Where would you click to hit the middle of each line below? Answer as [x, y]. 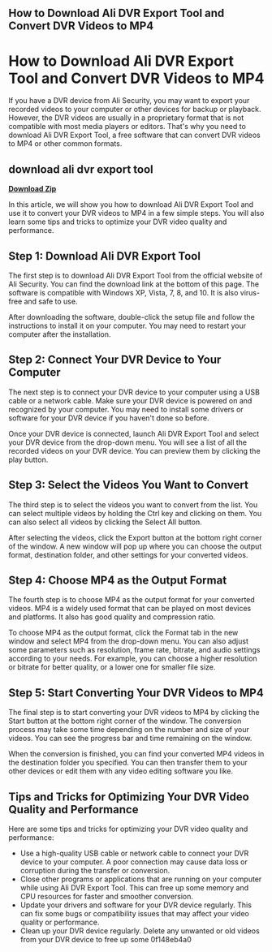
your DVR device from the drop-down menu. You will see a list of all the [128, 442]
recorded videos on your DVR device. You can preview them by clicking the [135, 450]
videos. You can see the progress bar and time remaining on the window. [130, 739]
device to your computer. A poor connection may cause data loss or [134, 862]
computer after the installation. [60, 334]
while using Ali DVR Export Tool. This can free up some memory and [134, 888]
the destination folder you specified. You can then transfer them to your [128, 763]
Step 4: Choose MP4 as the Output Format [118, 580]
